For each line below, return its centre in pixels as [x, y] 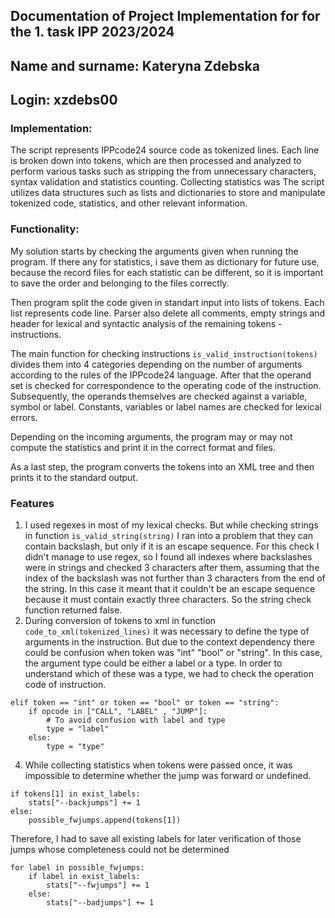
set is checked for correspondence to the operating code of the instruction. [166, 385]
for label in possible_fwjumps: [77, 868]
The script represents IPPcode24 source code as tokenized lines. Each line [165, 150]
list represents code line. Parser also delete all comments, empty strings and [168, 313]
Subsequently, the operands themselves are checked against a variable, [159, 396]
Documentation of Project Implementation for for [165, 16]
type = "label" [78, 729]
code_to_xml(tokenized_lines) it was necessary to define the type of [167, 631]
